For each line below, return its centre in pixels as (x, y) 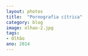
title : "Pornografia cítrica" (44, 17)
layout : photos (25, 11)
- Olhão (16, 38)
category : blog (25, 22)
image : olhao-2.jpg (30, 28)
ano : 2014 (18, 44)
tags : (13, 33)
